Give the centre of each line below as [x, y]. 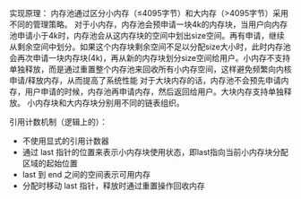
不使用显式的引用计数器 [65, 141]
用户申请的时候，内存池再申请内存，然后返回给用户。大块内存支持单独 [154, 91]
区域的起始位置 [50, 163]
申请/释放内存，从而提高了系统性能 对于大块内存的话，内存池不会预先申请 [145, 80]
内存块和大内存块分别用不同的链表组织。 [109, 103]
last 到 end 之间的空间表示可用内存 [86, 174]
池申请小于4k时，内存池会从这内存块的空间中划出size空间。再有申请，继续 [147, 35]
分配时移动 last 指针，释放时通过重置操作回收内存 [113, 186]
